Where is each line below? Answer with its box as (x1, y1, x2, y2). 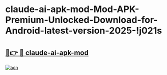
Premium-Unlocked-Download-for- (5, 14, 158, 26)
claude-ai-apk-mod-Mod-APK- (5, 4, 140, 15)
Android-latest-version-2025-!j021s (5, 25, 162, 36)
